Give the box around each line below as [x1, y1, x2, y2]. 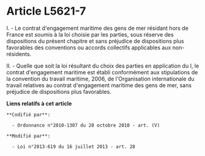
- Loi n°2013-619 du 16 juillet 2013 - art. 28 [12, 143, 136, 150]
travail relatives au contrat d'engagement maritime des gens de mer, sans [6, 81, 192, 89]
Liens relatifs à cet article [6, 99, 72, 107]
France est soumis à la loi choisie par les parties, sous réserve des [6, 30, 174, 38]
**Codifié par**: [6, 112, 51, 118]
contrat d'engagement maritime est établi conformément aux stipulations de [6, 68, 198, 76]
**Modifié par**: [6, 133, 51, 139]
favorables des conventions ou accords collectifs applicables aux [6, 44, 171, 51]
